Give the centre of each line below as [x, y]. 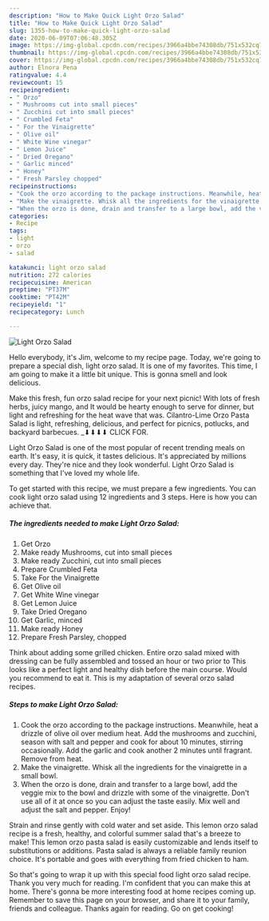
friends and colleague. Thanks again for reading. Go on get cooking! [121, 908]
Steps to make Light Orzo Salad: [64, 705]
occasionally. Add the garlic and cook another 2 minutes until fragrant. [136, 750]
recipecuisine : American [50, 283]
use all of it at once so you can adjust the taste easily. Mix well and [130, 801]
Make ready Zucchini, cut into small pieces [91, 560]
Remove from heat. [52, 758]
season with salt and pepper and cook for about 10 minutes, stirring [132, 741]
